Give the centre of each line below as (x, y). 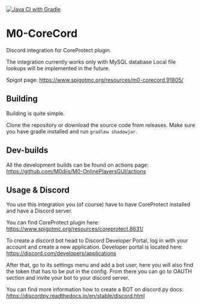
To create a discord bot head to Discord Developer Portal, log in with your (97, 241)
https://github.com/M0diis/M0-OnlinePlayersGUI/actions (76, 171)
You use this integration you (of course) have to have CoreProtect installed (98, 205)
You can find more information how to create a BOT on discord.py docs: (95, 289)
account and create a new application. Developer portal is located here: (94, 247)
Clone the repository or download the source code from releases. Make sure (101, 125)
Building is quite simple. (35, 113)
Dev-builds (27, 150)
